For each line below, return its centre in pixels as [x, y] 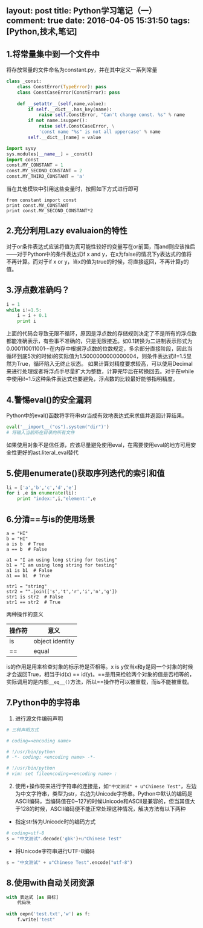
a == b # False [27, 550]
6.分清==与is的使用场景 [50, 519]
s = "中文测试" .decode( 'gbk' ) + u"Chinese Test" [64, 839]
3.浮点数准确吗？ [38, 290]
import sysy [21, 148]
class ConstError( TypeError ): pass [62, 87]
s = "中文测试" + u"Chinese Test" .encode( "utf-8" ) [69, 862]
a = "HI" [17, 534]
